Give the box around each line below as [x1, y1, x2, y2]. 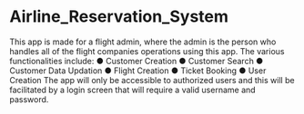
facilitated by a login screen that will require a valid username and [9, 84, 257, 95]
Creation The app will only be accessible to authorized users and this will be [9, 74, 295, 85]
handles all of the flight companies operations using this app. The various [9, 45, 285, 56]
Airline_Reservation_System [9, 6, 229, 27]
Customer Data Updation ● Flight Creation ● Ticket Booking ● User [9, 65, 267, 76]
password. [9, 93, 49, 105]
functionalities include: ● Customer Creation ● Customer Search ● [9, 55, 264, 66]
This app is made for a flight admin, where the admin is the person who [9, 36, 277, 47]
